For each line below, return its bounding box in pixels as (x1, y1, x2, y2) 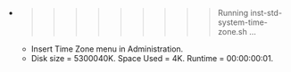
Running (217, 8, 249, 18)
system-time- (217, 17, 268, 28)
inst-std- (249, 8, 283, 18)
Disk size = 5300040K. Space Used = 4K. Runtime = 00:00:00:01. (30, 53, 274, 63)
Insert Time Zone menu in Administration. (30, 44, 184, 54)
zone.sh (217, 27, 248, 36)
